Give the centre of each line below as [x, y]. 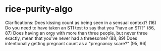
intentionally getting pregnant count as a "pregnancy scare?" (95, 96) [76, 43]
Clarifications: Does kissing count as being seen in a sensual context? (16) [81, 23]
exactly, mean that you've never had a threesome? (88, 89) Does [71, 38]
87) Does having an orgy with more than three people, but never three [76, 33]
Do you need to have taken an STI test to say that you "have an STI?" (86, [80, 27]
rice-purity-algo [39, 9]
